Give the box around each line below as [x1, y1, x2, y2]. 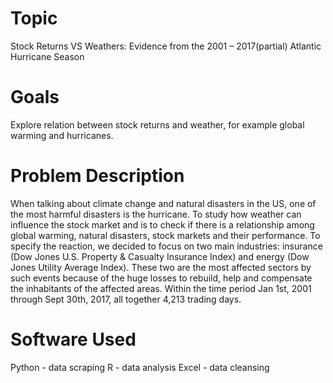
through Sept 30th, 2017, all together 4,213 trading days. [10, 293, 242, 305]
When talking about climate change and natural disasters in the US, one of [10, 197, 317, 209]
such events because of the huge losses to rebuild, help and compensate [10, 272, 313, 284]
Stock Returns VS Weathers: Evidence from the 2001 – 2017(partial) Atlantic [10, 40, 322, 52]
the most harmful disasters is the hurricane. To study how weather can [10, 208, 302, 220]
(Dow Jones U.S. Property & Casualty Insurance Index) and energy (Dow [10, 250, 310, 262]
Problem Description [10, 165, 185, 187]
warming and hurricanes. [10, 129, 114, 141]
